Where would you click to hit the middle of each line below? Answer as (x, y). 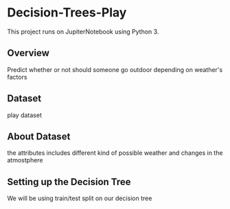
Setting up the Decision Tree (69, 182)
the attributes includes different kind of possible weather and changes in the (115, 153)
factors (17, 77)
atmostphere (25, 160)
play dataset (25, 115)
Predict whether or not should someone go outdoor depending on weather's (115, 69)
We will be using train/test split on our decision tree (80, 198)
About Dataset (39, 136)
